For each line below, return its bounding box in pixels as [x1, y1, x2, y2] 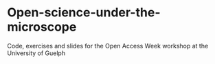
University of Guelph [7, 49, 66, 57]
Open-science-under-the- [7, 5, 161, 20]
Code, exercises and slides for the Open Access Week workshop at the [7, 42, 209, 50]
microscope [7, 19, 77, 35]
